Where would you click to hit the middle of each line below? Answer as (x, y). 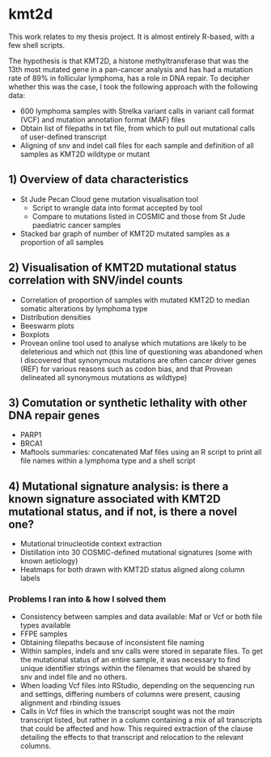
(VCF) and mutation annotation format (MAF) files (103, 119)
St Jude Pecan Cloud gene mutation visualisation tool (109, 199)
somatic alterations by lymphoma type (84, 308)
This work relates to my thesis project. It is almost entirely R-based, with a (131, 36)
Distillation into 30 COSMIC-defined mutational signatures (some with (136, 553)
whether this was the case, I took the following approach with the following (133, 87)
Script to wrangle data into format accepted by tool (117, 207)
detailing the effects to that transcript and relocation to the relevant (132, 738)
